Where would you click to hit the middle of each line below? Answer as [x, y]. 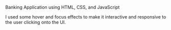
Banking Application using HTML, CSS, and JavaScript [63, 7]
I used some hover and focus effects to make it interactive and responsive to [86, 17]
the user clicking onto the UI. [36, 22]
